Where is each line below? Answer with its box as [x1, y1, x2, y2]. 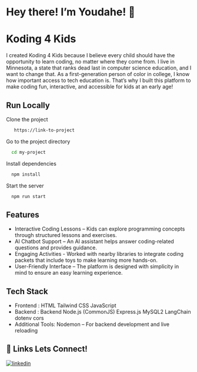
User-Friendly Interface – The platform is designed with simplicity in [14, 263, 179, 270]
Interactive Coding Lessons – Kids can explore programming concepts [14, 225, 185, 232]
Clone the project [6, 116, 48, 123]
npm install [11, 171, 41, 177]
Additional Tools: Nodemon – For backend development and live [14, 321, 169, 328]
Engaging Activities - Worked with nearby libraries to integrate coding [14, 251, 184, 258]
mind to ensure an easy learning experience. [14, 269, 123, 276]
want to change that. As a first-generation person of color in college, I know [6, 71, 190, 78]
